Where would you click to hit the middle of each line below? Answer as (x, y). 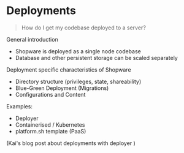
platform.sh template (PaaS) (51, 131)
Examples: (19, 106)
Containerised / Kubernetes (50, 125)
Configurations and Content (50, 94)
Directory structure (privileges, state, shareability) (78, 81)
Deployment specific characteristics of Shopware (69, 69)
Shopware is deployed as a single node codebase (78, 51)
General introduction (32, 39)
